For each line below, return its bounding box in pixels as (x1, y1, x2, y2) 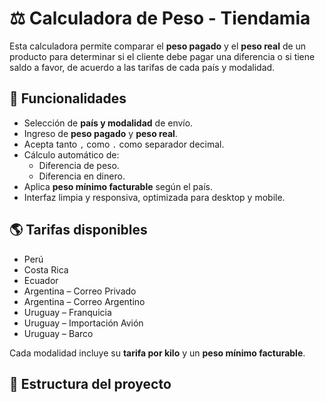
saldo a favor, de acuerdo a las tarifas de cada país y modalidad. (9, 61, 276, 73)
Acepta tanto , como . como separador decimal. (23, 138, 225, 150)
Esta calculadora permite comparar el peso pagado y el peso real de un (9, 40, 307, 52)
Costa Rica (23, 263, 69, 276)
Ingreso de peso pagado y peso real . (23, 127, 178, 139)
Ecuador (23, 274, 59, 286)
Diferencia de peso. (38, 159, 120, 171)
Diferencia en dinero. (38, 170, 126, 182)
